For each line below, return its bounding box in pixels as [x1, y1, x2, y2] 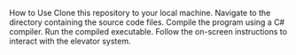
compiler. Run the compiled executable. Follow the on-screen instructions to [9, 27, 288, 36]
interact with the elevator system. [9, 35, 131, 46]
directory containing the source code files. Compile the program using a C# [9, 17, 285, 27]
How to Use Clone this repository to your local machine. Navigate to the [9, 8, 271, 18]
